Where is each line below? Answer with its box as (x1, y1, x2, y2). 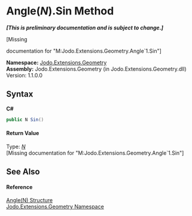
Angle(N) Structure (6, 197, 53, 204)
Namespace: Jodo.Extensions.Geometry (6, 59, 107, 66)
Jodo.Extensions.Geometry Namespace (6, 203, 105, 211)
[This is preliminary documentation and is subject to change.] (6, 24, 163, 31)
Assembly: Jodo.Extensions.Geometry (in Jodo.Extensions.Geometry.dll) (6, 65, 187, 73)
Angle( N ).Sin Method (6, 4, 114, 18)
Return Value (6, 130, 39, 137)
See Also (6, 167, 40, 177)
